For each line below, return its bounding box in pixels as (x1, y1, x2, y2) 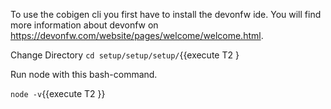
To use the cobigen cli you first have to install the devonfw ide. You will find (10, 9, 322, 20)
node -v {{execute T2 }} (10, 88, 106, 99)
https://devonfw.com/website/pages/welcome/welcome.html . (10, 30, 264, 41)
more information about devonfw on (10, 19, 159, 31)
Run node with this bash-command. (10, 69, 158, 80)
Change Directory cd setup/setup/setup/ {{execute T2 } (10, 49, 240, 61)
